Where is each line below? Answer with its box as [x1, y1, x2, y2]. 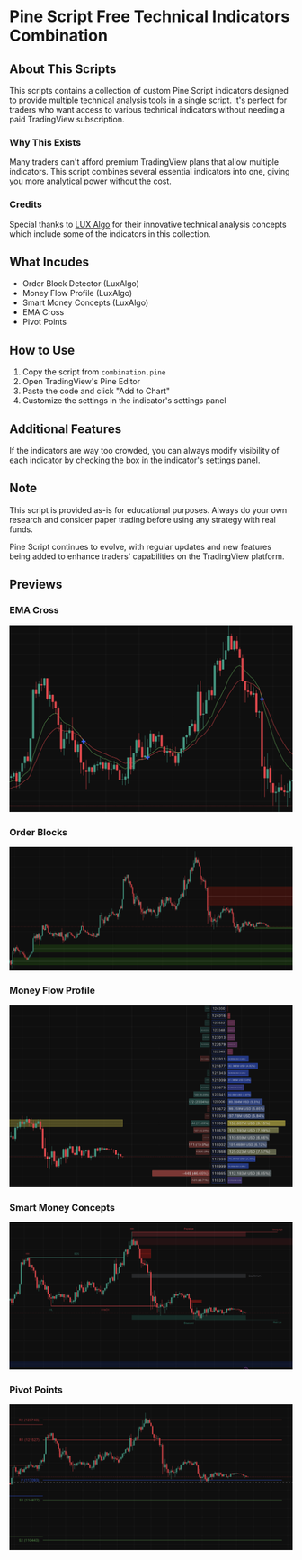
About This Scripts [9, 61, 117, 77]
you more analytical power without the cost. [9, 176, 173, 186]
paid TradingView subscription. [9, 114, 125, 124]
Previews [9, 577, 63, 592]
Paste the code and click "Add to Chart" [22, 385, 171, 397]
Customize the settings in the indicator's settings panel [22, 395, 226, 406]
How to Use [9, 342, 75, 357]
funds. [9, 524, 33, 535]
